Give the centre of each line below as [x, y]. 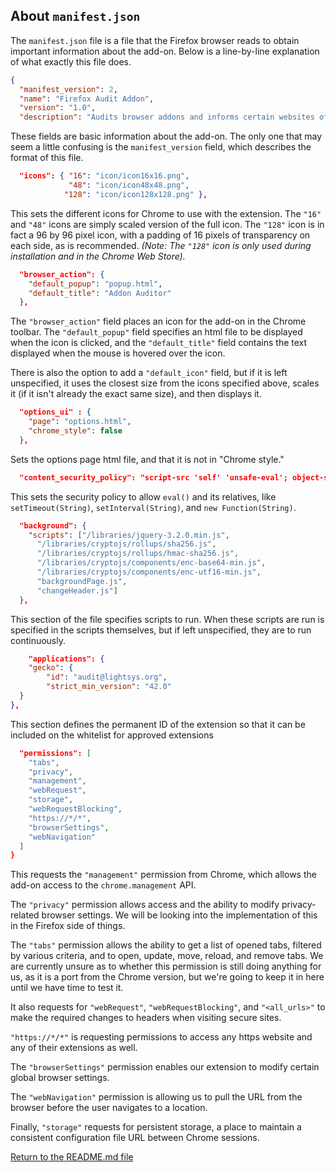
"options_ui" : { [55, 412]
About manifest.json [75, 16]
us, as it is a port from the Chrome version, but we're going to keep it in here [167, 977]
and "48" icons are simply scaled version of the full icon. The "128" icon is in [167, 224]
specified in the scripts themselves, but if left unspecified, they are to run [161, 630]
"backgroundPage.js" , [82, 581]
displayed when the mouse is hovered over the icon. [118, 353]
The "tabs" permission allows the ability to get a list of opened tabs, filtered [166, 945]
